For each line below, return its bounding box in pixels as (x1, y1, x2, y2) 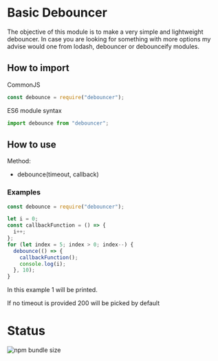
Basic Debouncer (7, 5, 108, 21)
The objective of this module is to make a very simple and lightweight (7, 28, 204, 36)
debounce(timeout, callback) (17, 170, 100, 178)
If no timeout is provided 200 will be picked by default (7, 299, 160, 307)
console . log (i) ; (19, 260, 67, 267)
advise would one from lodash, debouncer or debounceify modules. (7, 42, 199, 50)
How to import (7, 62, 70, 74)
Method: (7, 157, 31, 165)
